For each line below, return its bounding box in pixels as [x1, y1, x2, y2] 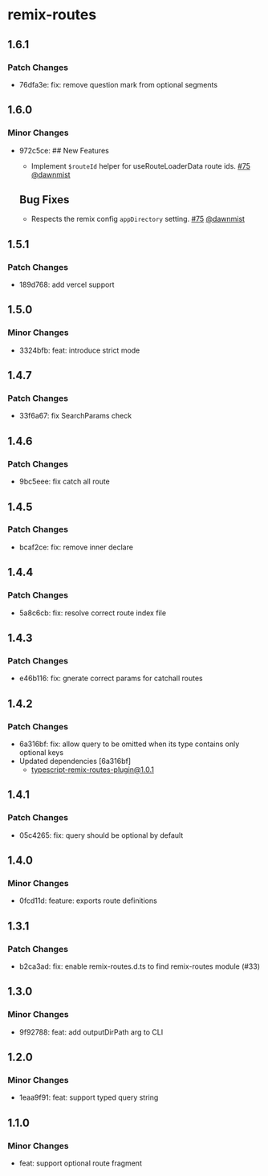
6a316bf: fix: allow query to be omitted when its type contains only [18, 739, 240, 749]
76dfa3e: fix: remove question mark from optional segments [18, 80, 218, 89]
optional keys [18, 747, 64, 757]
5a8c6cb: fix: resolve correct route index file [18, 608, 166, 618]
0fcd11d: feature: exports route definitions [18, 896, 157, 905]
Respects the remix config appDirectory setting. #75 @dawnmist [30, 214, 246, 224]
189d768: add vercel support [18, 280, 115, 290]
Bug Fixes [18, 193, 70, 206]
